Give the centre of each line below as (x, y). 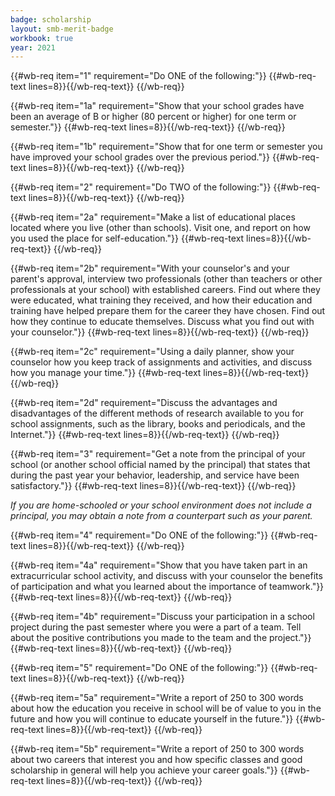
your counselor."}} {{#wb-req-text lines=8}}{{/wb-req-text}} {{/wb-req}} (160, 332)
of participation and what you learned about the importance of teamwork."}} (167, 587)
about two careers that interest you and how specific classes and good (156, 760)
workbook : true (42, 38)
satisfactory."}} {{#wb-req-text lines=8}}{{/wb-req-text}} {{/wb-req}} (153, 486)
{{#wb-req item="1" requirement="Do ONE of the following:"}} (138, 76)
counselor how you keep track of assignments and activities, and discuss (161, 362)
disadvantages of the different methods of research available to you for (157, 413)
